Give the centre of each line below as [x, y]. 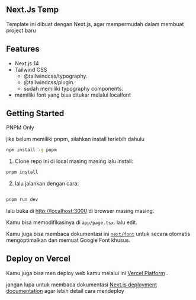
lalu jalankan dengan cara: [47, 184]
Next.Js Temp [33, 10]
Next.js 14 [27, 63]
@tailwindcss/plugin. [49, 82]
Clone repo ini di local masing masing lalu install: [74, 161]
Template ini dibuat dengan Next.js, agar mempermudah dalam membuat [95, 24]
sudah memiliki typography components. [73, 88]
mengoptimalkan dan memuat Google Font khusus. [68, 240]
